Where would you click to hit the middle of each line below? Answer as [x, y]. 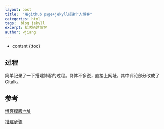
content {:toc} [26, 46]
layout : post [18, 10]
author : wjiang [21, 32]
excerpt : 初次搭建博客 [26, 28]
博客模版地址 [18, 111]
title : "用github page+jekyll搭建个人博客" [48, 14]
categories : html [23, 19]
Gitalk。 [13, 82]
